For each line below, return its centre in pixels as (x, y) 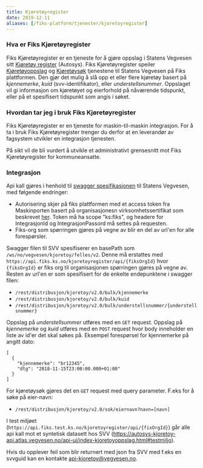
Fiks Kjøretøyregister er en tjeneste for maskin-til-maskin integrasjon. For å (100, 125)
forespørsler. (31, 236)
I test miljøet (22, 421)
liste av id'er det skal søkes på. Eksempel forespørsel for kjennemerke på (98, 335)
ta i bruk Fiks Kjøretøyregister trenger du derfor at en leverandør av (90, 132)
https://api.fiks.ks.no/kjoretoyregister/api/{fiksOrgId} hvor (87, 261)
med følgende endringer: (37, 192)
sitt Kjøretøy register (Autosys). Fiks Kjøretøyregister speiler (81, 64)
